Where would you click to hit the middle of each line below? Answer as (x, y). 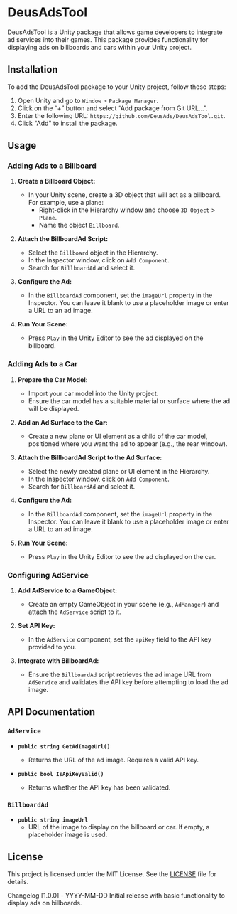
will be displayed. (54, 408)
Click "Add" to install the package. (68, 123)
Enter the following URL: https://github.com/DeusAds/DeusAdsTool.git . (121, 115)
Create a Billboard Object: (56, 181)
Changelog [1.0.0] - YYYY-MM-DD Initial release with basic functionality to (116, 895)
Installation (33, 69)
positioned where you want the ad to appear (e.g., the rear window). (128, 443)
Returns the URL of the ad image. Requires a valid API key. (114, 760)
